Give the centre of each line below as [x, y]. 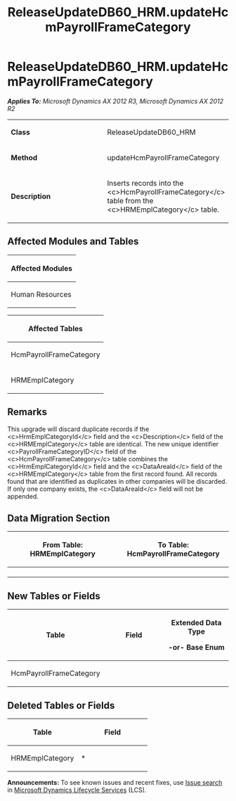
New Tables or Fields [54, 596]
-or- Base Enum [196, 648]
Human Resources [41, 294]
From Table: [63, 545]
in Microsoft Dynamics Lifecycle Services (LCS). [77, 790]
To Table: [173, 545]
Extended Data [196, 623]
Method [24, 158]
